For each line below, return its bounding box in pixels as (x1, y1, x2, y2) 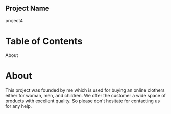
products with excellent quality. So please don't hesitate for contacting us (5, 98, 160, 104)
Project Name (5, 4, 50, 13)
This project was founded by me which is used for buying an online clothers (5, 87, 165, 93)
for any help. (5, 103, 32, 109)
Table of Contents (5, 36, 83, 47)
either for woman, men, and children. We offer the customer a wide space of (5, 92, 166, 98)
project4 (5, 17, 23, 23)
